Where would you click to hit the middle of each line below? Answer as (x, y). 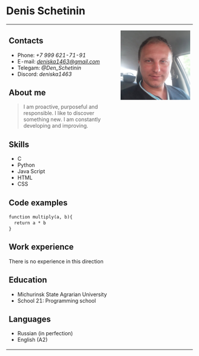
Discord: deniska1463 (45, 74)
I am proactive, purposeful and (61, 107)
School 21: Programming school (57, 300)
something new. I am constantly (62, 119)
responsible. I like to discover (59, 113)
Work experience (41, 247)
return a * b (30, 223)
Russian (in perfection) (45, 333)
